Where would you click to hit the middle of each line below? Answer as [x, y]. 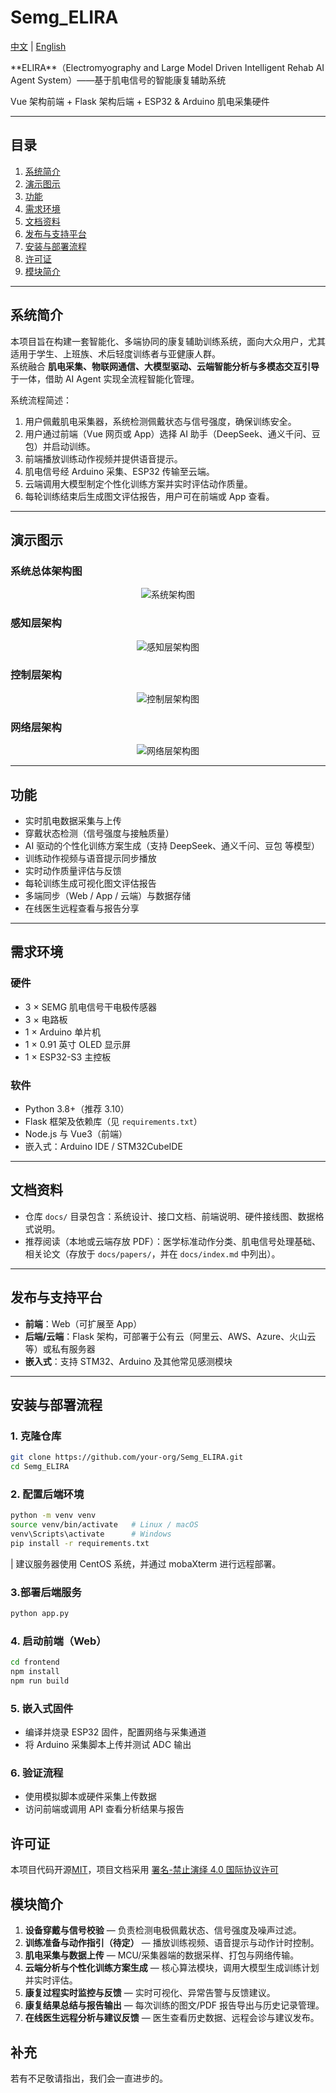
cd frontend [35, 1662]
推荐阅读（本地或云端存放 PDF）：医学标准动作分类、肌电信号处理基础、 [173, 1241]
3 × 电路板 [46, 1019]
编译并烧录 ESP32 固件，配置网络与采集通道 [115, 1732]
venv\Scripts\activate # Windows [91, 1534]
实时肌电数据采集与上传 [73, 820]
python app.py [40, 1614]
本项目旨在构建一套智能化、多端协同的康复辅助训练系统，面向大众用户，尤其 [168, 341]
